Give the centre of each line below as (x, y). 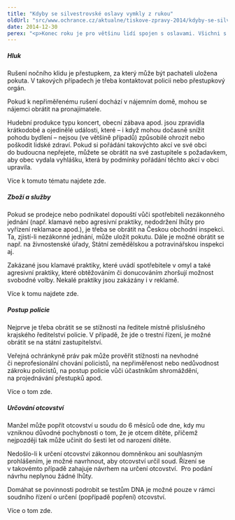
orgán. (17, 88)
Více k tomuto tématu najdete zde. (57, 181)
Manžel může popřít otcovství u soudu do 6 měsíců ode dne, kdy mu (106, 426)
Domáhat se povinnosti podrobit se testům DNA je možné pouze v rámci (111, 490)
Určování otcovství (36, 407)
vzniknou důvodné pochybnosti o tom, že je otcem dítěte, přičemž (102, 433)
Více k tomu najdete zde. (43, 294)
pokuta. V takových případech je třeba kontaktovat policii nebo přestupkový (116, 80)
